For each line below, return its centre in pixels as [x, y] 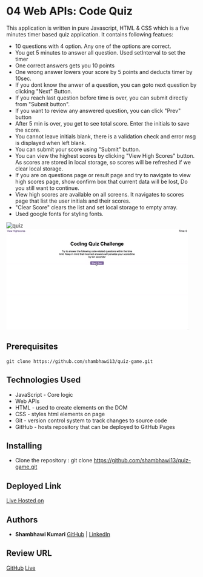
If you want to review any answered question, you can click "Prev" [98, 110]
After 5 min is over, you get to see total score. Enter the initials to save [102, 123]
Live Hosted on [25, 501]
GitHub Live [21, 568]
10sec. [23, 78]
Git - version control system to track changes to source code [91, 420]
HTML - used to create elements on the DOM [72, 407]
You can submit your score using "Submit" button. [78, 149]
